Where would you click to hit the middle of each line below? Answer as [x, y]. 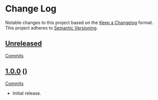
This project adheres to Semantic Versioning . [51, 27]
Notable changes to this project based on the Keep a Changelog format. [79, 22]
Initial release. [27, 93]
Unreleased [24, 44]
